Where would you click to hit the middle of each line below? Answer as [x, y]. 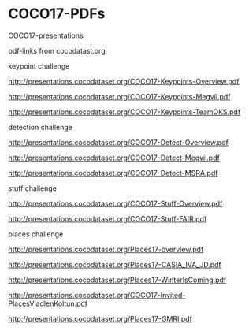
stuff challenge [33, 188]
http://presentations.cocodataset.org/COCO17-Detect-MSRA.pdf [113, 173]
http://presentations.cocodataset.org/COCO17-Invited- [97, 295]
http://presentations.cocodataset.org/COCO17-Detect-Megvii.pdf [114, 158]
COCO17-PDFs [57, 14]
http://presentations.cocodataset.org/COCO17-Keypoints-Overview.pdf [124, 81]
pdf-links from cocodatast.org [57, 50]
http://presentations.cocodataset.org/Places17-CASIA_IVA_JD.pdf [115, 264]
